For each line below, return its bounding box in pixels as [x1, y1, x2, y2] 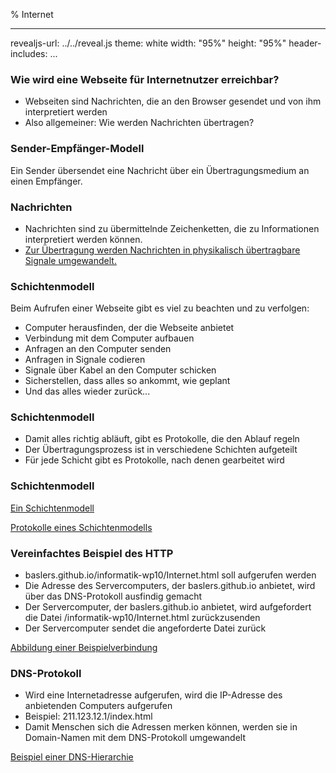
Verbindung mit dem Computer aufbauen [24, 332, 195, 344]
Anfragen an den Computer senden [24, 343, 172, 355]
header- [288, 37, 322, 49]
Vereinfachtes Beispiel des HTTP [10, 546, 174, 560]
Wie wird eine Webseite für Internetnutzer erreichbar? [10, 72, 280, 86]
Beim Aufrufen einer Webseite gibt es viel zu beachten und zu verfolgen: [10, 302, 310, 314]
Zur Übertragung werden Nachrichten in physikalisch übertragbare [24, 244, 301, 256]
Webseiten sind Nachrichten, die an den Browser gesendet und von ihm [24, 95, 322, 108]
